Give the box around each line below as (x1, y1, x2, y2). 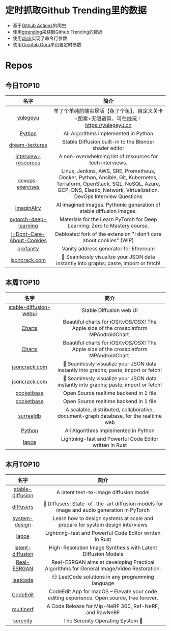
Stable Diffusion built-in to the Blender (62, 138, 155, 145)
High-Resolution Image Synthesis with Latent (48, 544, 157, 551)
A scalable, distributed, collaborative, (65, 406, 154, 413)
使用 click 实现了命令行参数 (12, 35, 68, 41)
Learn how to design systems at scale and (52, 514, 154, 522)
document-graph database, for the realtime (58, 412, 162, 419)
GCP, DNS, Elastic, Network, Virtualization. (58, 186, 159, 193)
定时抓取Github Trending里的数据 (5, 5, 147, 16)
